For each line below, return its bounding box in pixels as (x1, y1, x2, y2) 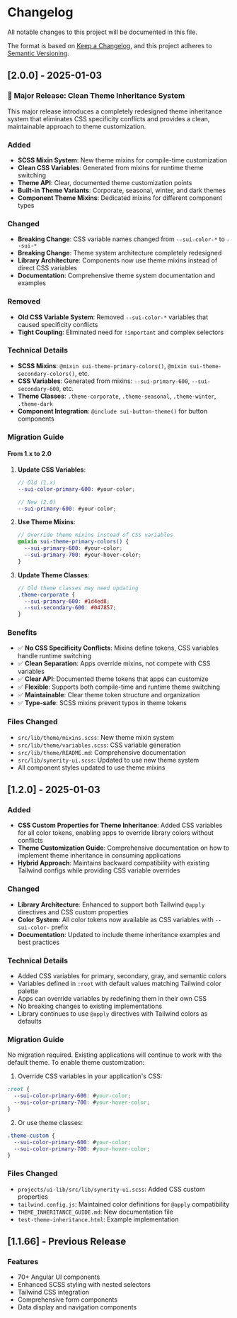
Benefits (7, 628, 37, 638)
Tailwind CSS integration (17, 1288, 90, 1297)
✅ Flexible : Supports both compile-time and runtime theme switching (17, 682, 221, 692)
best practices (17, 938, 60, 946)
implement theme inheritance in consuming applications (17, 851, 182, 860)
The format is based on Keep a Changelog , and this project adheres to (7, 41, 212, 50)
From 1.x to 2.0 (7, 450, 52, 458)
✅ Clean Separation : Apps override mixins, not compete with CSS (17, 659, 211, 668)
